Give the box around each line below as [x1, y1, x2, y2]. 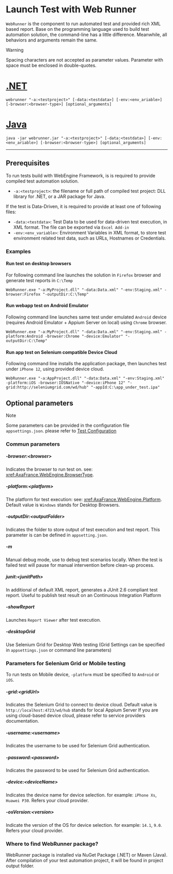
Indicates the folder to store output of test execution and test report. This [6, 526, 160, 532]
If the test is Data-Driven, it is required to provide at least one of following [6, 203, 161, 209]
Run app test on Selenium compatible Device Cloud [6, 349, 118, 355]
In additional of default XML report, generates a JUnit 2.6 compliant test [6, 586, 158, 593]
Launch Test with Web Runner [6, 4, 137, 15]
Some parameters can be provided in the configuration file [6, 422, 130, 428]
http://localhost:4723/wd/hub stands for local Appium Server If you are [6, 707, 159, 713]
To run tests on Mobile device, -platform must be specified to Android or [6, 671, 160, 678]
